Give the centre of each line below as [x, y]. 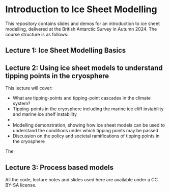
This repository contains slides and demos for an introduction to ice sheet [83, 23]
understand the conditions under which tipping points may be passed [86, 131]
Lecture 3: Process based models [59, 167]
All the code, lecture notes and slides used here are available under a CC [82, 179]
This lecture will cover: [29, 88]
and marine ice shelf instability [45, 114]
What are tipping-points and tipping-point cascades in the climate [82, 98]
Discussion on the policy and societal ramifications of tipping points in [86, 136]
